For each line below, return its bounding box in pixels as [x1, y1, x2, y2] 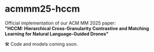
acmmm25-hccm [5, 3, 80, 15]
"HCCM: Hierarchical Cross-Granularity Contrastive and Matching [5, 25, 149, 31]
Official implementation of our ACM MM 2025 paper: [5, 20, 116, 26]
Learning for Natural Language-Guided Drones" [5, 31, 109, 37]
